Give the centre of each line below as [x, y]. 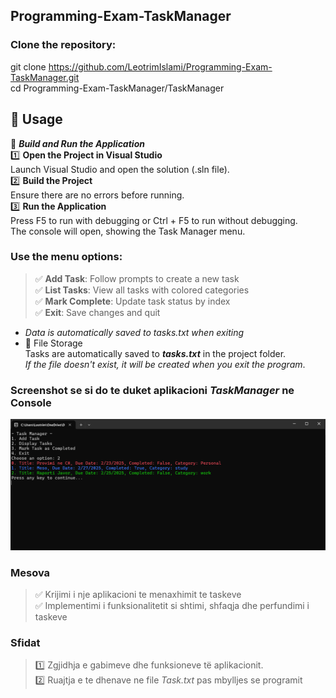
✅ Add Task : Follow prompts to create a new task [137, 278]
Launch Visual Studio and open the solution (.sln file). [120, 169]
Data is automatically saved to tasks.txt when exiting [134, 332]
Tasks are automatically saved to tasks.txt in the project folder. [155, 353]
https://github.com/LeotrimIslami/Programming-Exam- [160, 66]
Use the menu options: [66, 257]
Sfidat [25, 642]
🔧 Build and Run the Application [77, 143]
